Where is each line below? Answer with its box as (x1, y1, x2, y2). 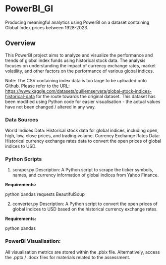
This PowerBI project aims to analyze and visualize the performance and (5, 52, 153, 58)
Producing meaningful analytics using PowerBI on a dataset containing (5, 19, 150, 25)
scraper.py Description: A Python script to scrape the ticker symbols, (12, 167, 154, 173)
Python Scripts (5, 156, 42, 162)
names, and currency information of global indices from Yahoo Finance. (12, 172, 159, 178)
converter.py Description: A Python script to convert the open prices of (12, 201, 158, 207)
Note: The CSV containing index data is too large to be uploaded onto (5, 77, 147, 83)
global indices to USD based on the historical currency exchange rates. (12, 206, 158, 212)
